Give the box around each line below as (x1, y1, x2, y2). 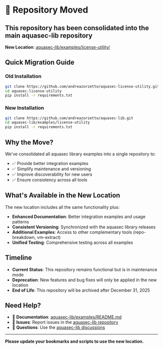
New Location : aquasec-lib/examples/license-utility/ (5, 44, 110, 50)
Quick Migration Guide (5, 58, 75, 67)
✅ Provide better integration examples (12, 161, 89, 166)
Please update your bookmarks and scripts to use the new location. (5, 338, 144, 345)
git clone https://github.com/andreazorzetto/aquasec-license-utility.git (5, 84, 160, 89)
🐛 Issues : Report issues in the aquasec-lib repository (12, 319, 118, 325)
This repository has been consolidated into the (5, 24, 149, 32)
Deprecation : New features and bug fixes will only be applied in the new (12, 277, 157, 283)
